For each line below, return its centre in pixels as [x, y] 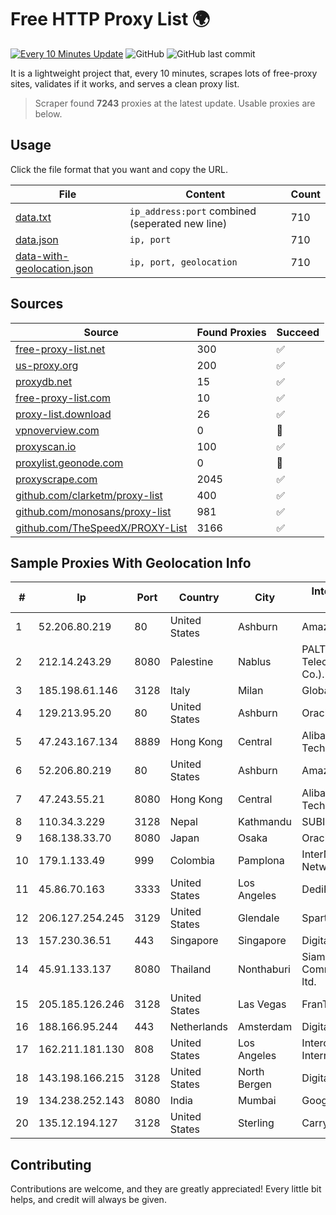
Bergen [255, 1084]
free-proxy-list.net [60, 349]
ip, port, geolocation [183, 262]
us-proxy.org [47, 365]
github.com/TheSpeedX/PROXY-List [101, 528]
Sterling [256, 1123]
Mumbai [257, 1101]
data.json [37, 239]
